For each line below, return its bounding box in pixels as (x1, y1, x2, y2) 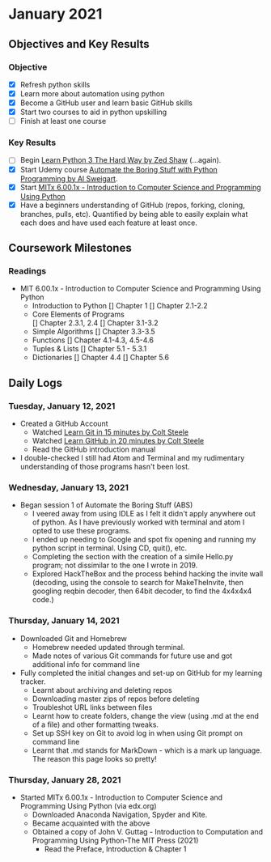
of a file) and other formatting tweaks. (32, 720, 159, 729)
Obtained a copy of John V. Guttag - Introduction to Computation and (32, 827, 264, 836)
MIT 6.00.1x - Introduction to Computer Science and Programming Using (19, 284, 261, 294)
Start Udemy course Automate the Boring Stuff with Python (19, 164, 218, 174)
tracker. (19, 677, 46, 686)
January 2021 (8, 5, 103, 23)
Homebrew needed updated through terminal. (32, 642, 185, 652)
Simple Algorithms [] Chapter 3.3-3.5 (32, 327, 155, 337)
